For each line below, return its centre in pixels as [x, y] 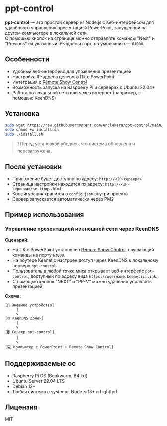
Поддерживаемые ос [40, 363]
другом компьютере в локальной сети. [47, 33]
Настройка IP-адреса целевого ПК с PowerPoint [63, 76]
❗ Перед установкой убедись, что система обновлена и [76, 144]
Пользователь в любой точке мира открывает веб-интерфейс [78, 271]
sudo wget [15, 125]
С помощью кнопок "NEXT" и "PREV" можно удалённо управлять [82, 281]
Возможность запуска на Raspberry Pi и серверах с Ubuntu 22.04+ [83, 87]
